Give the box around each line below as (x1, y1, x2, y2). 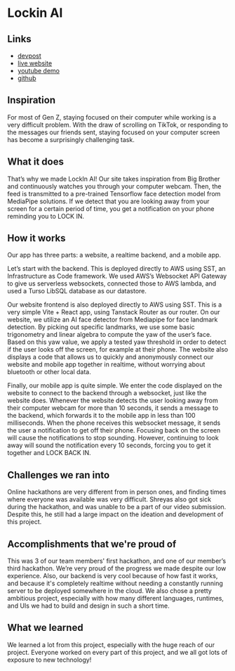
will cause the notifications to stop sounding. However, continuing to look (7, 434, 219, 442)
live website (17, 59, 53, 68)
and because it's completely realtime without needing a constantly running (7, 579, 223, 588)
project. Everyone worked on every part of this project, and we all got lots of (7, 648, 228, 656)
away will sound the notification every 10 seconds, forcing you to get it (7, 441, 212, 449)
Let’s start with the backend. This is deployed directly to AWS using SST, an (7, 264, 226, 273)
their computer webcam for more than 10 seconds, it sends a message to (7, 404, 219, 412)
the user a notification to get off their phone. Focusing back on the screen (7, 426, 221, 435)
